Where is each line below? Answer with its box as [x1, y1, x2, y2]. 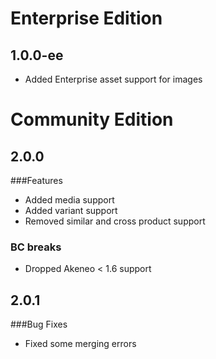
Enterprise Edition [10, 7, 163, 30]
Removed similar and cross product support [24, 215, 206, 227]
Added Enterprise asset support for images [24, 73, 203, 85]
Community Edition [10, 108, 174, 131]
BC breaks [10, 240, 62, 254]
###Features [10, 175, 63, 186]
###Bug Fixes [10, 318, 68, 331]
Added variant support [24, 205, 118, 216]
